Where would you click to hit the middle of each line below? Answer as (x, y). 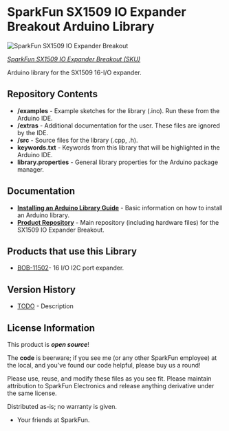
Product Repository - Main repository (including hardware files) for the (118, 222)
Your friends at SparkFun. (53, 420)
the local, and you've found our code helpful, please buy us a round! (104, 365)
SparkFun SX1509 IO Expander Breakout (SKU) (74, 59)
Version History (41, 289)
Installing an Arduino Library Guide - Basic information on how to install (120, 208)
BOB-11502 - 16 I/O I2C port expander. (70, 268)
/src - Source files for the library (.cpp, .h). (78, 140)
